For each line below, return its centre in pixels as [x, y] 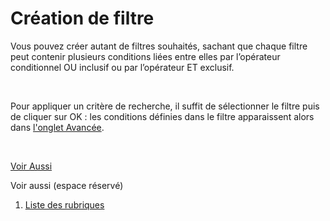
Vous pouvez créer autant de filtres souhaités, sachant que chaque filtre [159, 46]
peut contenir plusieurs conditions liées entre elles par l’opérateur [145, 56]
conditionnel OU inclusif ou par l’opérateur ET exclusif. [122, 67]
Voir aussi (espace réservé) [67, 185]
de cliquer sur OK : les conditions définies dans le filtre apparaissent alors [162, 116]
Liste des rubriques [64, 204]
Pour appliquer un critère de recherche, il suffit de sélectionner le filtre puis [165, 106]
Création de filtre [82, 18]
